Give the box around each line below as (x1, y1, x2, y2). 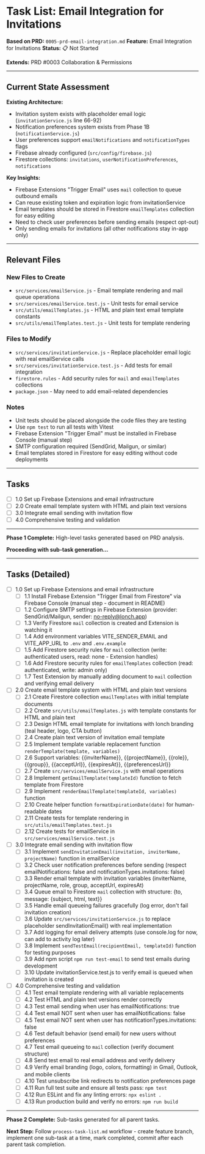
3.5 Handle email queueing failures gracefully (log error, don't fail (24, 901, 189, 909)
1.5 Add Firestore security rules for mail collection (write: (24, 646, 167, 654)
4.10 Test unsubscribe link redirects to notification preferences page (24, 1077, 196, 1084)
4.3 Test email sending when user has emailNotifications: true (24, 1003, 180, 1010)
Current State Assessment (6, 82, 110, 92)
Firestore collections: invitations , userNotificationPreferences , (15, 155, 178, 163)
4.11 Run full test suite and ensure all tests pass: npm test (24, 1084, 167, 1091)
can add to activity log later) (24, 935, 95, 942)
